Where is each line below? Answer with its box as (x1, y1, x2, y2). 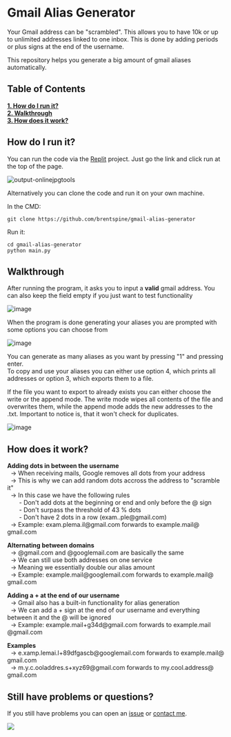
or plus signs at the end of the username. (7, 42, 124, 50)
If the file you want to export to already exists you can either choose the (7, 388, 212, 396)
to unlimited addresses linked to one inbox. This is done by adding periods (7, 35, 219, 43)
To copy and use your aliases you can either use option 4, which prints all (7, 367, 216, 375)
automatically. (7, 63, 47, 71)
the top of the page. (7, 162, 64, 170)
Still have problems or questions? (7, 691, 154, 702)
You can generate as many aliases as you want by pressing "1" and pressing (7, 353, 224, 361)
